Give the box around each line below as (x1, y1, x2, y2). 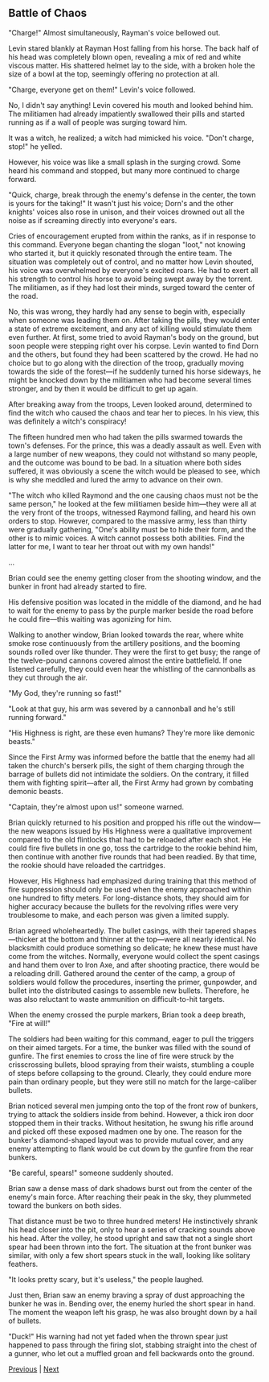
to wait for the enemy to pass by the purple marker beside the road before (8, 606, 254, 615)
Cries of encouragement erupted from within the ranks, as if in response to (8, 231, 256, 241)
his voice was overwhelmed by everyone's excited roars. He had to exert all (8, 265, 259, 275)
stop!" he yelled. (8, 141, 63, 151)
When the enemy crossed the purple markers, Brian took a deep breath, (8, 1010, 247, 1020)
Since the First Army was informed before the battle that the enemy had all (8, 752, 255, 762)
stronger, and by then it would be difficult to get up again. (8, 383, 198, 393)
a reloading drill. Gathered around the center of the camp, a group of (8, 968, 235, 978)
